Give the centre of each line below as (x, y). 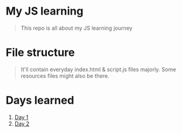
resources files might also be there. (65, 76)
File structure (40, 53)
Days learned (40, 101)
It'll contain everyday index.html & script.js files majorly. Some (98, 69)
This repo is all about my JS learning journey (76, 28)
